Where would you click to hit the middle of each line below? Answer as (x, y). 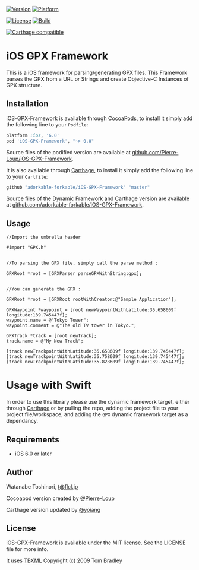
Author (19, 472)
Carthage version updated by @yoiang (53, 509)
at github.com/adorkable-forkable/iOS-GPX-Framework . (75, 205)
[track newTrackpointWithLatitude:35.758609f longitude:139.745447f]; (95, 357)
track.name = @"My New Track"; (45, 341)
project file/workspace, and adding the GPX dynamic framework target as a (97, 414)
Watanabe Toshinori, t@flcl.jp (42, 486)
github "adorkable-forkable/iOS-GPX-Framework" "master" (78, 187)
